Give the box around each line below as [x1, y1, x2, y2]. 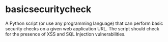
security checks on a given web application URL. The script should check [5, 25, 159, 31]
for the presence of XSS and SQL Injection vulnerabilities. [5, 31, 126, 37]
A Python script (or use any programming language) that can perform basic [5, 20, 163, 26]
